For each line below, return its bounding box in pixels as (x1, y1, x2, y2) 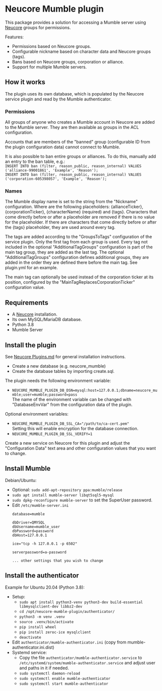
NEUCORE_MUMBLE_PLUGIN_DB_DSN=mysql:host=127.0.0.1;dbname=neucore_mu (12, 388, 158, 393)
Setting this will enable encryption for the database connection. (12, 425, 139, 431)
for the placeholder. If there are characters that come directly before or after (5, 219, 157, 225)
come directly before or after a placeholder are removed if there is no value (5, 214, 155, 220)
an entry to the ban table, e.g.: (5, 159, 65, 164)
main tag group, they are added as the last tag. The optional (5, 249, 124, 255)
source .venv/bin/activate (19, 619, 74, 624)
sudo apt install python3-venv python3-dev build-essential (19, 600, 143, 605)
